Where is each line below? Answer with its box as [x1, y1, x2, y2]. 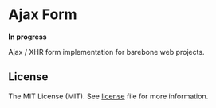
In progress [8, 32, 47, 41]
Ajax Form [8, 6, 77, 24]
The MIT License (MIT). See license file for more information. [8, 91, 209, 101]
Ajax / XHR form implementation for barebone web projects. [8, 47, 205, 56]
